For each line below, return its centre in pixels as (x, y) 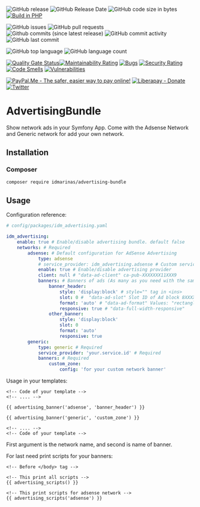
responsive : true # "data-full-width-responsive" (122, 309)
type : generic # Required (70, 347)
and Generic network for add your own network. (65, 133)
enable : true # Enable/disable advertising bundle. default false (101, 242)
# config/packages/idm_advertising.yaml (57, 226)
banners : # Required (63, 358)
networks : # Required (43, 247)
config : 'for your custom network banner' (113, 369)
